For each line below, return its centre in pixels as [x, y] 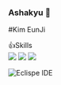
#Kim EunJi [27, 30]
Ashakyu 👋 [30, 13]
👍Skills [21, 46]
